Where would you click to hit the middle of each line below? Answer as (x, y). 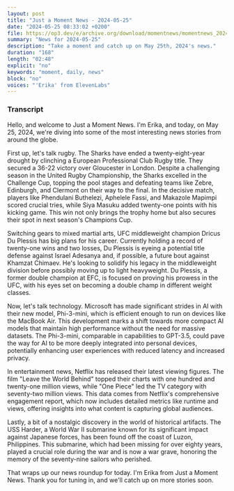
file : (15, 33)
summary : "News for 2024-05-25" (54, 40)
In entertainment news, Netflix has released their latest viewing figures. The (116, 371)
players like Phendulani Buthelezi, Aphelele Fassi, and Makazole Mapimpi (112, 197)
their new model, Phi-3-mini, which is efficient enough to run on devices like (117, 313)
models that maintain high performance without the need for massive (106, 328)
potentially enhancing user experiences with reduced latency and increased (116, 350)
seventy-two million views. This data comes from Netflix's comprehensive (113, 393)
